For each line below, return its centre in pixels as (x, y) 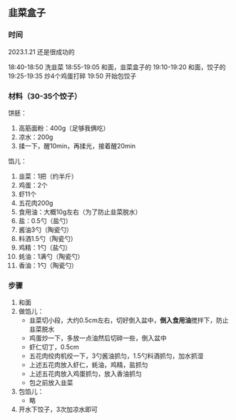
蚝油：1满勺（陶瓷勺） (51, 256)
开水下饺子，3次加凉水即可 (58, 409)
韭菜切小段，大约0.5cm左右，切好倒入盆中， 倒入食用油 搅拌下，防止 (129, 320)
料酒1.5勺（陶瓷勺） (47, 238)
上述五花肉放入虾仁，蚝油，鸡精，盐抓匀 (88, 365)
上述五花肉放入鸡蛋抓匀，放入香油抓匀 (85, 374)
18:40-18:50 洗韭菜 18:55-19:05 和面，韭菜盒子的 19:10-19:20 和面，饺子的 (117, 67)
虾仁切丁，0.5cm (54, 347)
